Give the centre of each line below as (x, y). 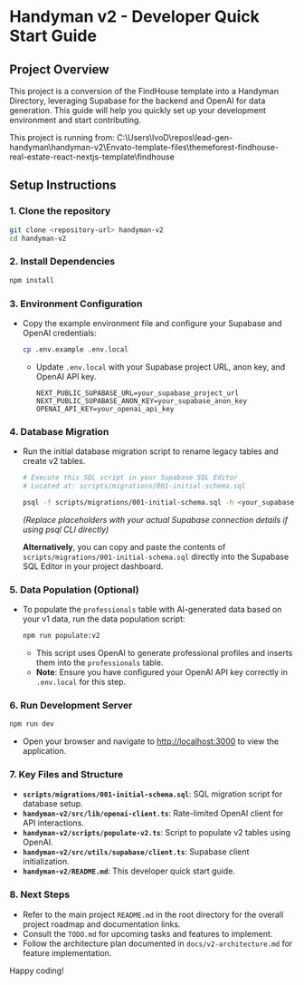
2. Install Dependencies (62, 262)
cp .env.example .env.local (75, 349)
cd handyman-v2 (38, 238)
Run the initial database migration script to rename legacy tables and (150, 451)
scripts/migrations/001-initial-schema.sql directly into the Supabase (156, 556)
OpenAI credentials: (59, 333)
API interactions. (53, 823)
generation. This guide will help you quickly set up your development (138, 110)
